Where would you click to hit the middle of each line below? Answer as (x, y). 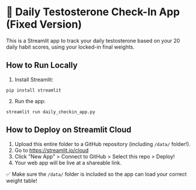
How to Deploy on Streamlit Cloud (69, 130)
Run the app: (30, 101)
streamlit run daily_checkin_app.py (51, 112)
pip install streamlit (34, 90)
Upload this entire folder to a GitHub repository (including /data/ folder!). (102, 144)
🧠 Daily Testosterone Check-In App (93, 12)
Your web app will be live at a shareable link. (68, 162)
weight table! (22, 181)
